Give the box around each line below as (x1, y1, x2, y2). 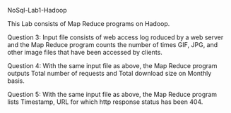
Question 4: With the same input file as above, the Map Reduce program (7, 62, 218, 69)
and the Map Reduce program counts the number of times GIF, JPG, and (7, 41, 218, 48)
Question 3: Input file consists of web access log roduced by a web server (7, 33, 224, 41)
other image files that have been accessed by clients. (7, 48, 162, 56)
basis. (7, 77, 25, 85)
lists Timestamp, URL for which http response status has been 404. (7, 98, 203, 106)
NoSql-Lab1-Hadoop (7, 6, 67, 14)
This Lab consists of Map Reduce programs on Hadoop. (7, 20, 170, 27)
